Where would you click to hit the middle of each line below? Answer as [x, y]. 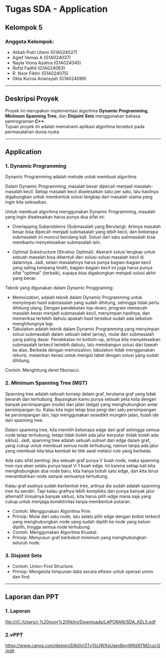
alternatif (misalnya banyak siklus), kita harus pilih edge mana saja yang [78, 496]
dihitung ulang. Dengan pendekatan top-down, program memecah [80, 308]
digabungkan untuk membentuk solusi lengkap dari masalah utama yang [79, 197]
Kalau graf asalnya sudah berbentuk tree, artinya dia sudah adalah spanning [83, 486]
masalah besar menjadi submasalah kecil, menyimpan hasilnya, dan [81, 313]
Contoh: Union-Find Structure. [43, 566]
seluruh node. [26, 543]
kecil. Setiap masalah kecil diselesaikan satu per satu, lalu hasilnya [91, 192]
